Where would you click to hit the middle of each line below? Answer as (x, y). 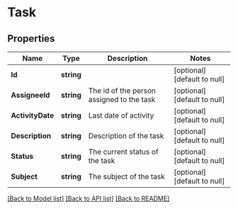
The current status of (123, 152)
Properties (31, 39)
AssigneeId (30, 95)
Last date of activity (121, 115)
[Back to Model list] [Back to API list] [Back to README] (89, 198)
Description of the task (126, 136)
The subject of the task (126, 176)
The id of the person (122, 91)
